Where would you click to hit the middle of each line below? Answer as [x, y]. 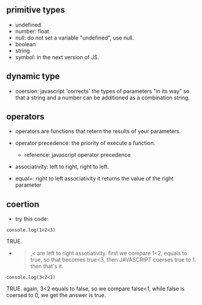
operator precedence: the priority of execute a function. [85, 143]
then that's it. [47, 266]
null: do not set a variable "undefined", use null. [75, 38]
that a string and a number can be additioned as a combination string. [103, 98]
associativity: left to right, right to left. [62, 167]
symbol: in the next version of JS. [57, 57]
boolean [25, 44]
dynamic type [33, 77]
